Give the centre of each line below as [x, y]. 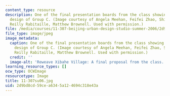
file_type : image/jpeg [29, 34]
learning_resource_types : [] [36, 67]
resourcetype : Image [27, 76]
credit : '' [21, 57]
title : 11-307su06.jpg [29, 81]
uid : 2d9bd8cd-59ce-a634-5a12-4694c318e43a [52, 85]
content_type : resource [30, 10]
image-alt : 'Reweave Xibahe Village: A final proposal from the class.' [88, 62]
